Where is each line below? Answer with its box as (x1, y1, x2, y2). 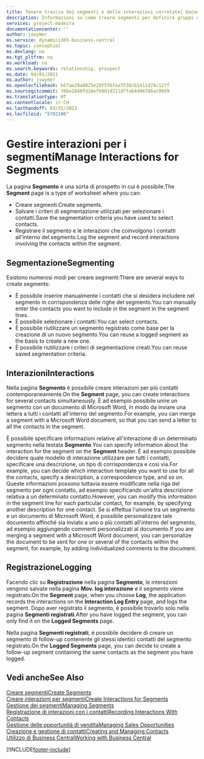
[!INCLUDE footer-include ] (6, 746, 71, 753)
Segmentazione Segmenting (6, 257, 115, 268)
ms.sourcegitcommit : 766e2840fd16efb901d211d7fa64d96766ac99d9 (6, 88, 170, 94)
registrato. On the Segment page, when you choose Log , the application (6, 591, 186, 598)
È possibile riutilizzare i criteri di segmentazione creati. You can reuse (15, 344, 188, 351)
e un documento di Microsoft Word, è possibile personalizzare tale (6, 512, 172, 519)
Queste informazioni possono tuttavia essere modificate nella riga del (6, 480, 180, 487)
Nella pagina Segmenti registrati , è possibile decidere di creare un (6, 629, 174, 636)
